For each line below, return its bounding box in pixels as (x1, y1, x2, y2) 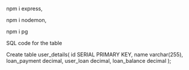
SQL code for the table (6, 40, 62, 46)
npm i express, (6, 5, 43, 12)
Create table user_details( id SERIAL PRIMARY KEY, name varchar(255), (6, 51, 184, 58)
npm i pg (6, 28, 28, 35)
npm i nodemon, (6, 17, 47, 23)
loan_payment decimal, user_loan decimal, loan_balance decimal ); (6, 58, 172, 64)
